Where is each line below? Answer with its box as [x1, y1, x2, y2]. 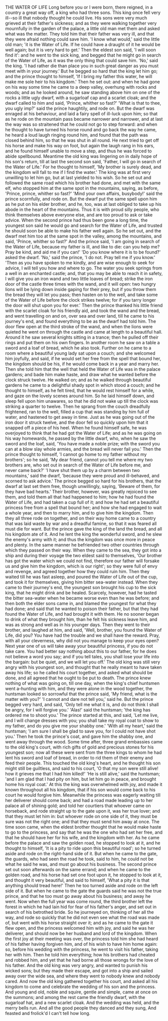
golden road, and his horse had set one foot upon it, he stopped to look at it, [5, 872, 162, 878]
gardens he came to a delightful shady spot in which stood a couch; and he [5, 382, 160, 388]
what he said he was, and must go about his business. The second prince [5, 861, 157, 867]
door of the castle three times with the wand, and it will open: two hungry [5, 281, 156, 287]
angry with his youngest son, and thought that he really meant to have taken [5, 664, 162, 670]
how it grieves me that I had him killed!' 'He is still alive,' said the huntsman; [5, 771, 160, 777]
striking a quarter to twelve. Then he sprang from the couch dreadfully [5, 403, 150, 409]
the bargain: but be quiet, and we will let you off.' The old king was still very [5, 659, 160, 665]
